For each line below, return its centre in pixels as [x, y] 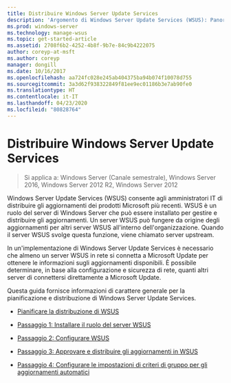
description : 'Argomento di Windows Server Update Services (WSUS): [107, 20]
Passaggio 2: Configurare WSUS [63, 338]
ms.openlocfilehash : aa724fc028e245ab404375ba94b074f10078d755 [100, 77]
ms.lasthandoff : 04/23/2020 [47, 103]
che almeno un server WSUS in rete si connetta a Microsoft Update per [108, 255]
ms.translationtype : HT [41, 90]
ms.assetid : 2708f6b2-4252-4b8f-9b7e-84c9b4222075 [81, 45]
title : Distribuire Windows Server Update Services [82, 13]
